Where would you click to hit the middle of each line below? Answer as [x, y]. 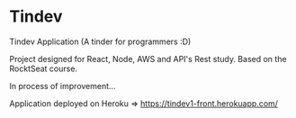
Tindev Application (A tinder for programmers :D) [100, 41]
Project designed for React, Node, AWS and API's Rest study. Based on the [148, 59]
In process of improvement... [63, 86]
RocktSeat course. [44, 68]
